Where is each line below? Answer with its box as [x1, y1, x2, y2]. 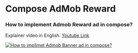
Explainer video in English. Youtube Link [5, 32, 89, 38]
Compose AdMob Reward [5, 3, 116, 15]
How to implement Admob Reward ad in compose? [5, 21, 133, 28]
